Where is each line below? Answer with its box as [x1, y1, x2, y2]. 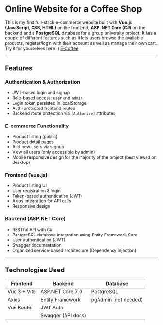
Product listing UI [12, 182, 47, 188]
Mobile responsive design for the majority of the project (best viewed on [12, 154, 157, 160]
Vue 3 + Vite [7, 289, 36, 295]
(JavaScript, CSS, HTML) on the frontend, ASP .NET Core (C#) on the [5, 24, 146, 30]
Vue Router [7, 304, 33, 311]
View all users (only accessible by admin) [12, 149, 95, 155]
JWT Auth [40, 304, 64, 311]
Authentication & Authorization [5, 79, 80, 86]
